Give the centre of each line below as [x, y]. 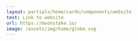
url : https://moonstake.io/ [42, 23]
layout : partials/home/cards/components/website [69, 12]
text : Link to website [35, 17]
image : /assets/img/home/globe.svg [51, 29]
